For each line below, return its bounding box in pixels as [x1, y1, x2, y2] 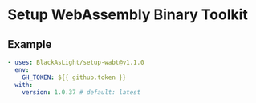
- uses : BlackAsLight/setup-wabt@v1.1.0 [7, 58, 145, 66]
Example [7, 38, 52, 51]
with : [14, 81, 34, 89]
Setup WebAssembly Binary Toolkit [7, 6, 248, 24]
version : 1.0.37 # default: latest [22, 88, 141, 97]
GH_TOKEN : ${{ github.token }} [22, 73, 127, 81]
